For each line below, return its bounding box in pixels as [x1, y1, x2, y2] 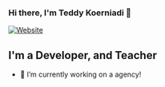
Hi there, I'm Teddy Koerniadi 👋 [8, 7, 132, 18]
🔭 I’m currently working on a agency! [19, 69, 142, 79]
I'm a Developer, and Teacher [8, 48, 158, 62]
